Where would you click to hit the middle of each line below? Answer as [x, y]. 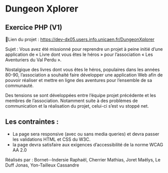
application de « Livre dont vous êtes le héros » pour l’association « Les [79, 54]
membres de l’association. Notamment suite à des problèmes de [71, 101]
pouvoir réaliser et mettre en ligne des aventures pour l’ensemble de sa [79, 80]
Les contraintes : [32, 122]
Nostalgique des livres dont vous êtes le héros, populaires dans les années [82, 69]
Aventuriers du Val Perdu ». [33, 60]
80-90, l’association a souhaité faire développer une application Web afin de [84, 75]
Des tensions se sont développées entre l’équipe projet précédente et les [81, 95]
